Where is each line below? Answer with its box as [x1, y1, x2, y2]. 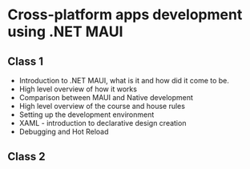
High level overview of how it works [18, 84, 138, 94]
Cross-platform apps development [7, 6, 243, 24]
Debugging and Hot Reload [18, 127, 109, 136]
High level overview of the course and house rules [18, 102, 186, 111]
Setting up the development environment [18, 110, 155, 119]
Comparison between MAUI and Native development [18, 93, 194, 102]
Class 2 [7, 150, 46, 163]
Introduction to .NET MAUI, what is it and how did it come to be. [18, 76, 230, 85]
